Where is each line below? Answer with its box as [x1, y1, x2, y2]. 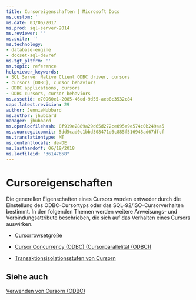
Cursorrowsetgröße [14, 232, 63, 239]
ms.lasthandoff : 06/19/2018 [6, 145, 75, 151]
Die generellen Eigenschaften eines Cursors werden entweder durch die [6, 195, 181, 203]
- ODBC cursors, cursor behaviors [6, 91, 91, 96]
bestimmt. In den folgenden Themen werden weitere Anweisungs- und [6, 208, 178, 215]
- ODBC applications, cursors [6, 85, 81, 91]
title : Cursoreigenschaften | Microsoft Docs [6, 8, 119, 15]
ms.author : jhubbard [6, 112, 57, 118]
